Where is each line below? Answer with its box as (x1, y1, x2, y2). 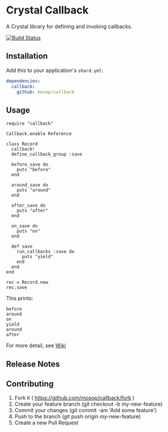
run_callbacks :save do (16, 249, 75, 255)
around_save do (11, 182, 49, 188)
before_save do (11, 162, 49, 167)
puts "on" (16, 228, 41, 234)
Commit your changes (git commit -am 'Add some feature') (14, 407, 157, 414)
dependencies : (6, 78, 41, 84)
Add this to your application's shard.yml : (6, 67, 104, 74)
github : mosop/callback (16, 89, 75, 95)
